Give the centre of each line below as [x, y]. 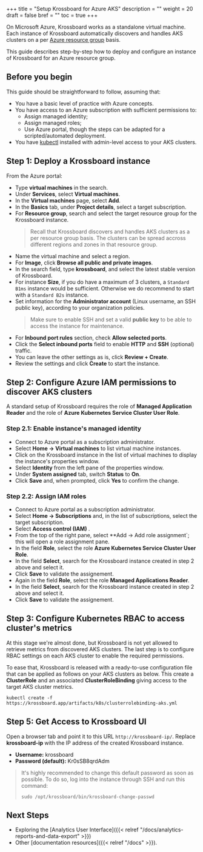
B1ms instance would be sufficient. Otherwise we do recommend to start [105, 288]
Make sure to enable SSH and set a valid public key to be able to [111, 319]
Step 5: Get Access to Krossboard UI [76, 722]
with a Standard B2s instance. [52, 295]
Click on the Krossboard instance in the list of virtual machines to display [106, 455]
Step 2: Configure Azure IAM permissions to [92, 382]
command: [35, 785]
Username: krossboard [44, 754]
